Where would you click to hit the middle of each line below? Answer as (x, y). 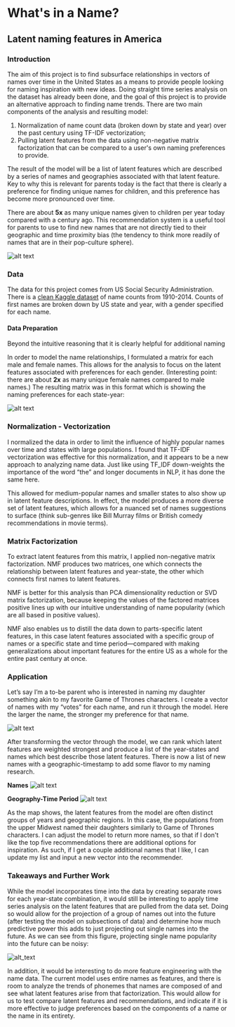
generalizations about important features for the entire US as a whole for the (117, 651)
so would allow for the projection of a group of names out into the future (112, 914)
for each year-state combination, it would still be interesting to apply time (113, 898)
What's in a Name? (63, 13)
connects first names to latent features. (64, 579)
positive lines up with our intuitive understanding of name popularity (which (116, 607)
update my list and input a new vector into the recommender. (95, 857)
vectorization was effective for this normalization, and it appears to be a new (118, 457)
